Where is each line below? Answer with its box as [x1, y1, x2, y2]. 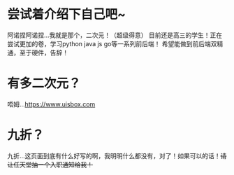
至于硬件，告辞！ [19, 48, 68, 57]
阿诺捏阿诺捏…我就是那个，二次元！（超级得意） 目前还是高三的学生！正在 [7, 31, 223, 39]
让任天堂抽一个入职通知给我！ [7, 160, 93, 169]
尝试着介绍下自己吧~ [7, 6, 126, 22]
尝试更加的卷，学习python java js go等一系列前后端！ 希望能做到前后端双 [7, 39, 218, 48]
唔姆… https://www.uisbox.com [7, 99, 96, 108]
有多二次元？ [7, 76, 82, 92]
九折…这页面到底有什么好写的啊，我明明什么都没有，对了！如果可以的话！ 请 [7, 151, 227, 160]
